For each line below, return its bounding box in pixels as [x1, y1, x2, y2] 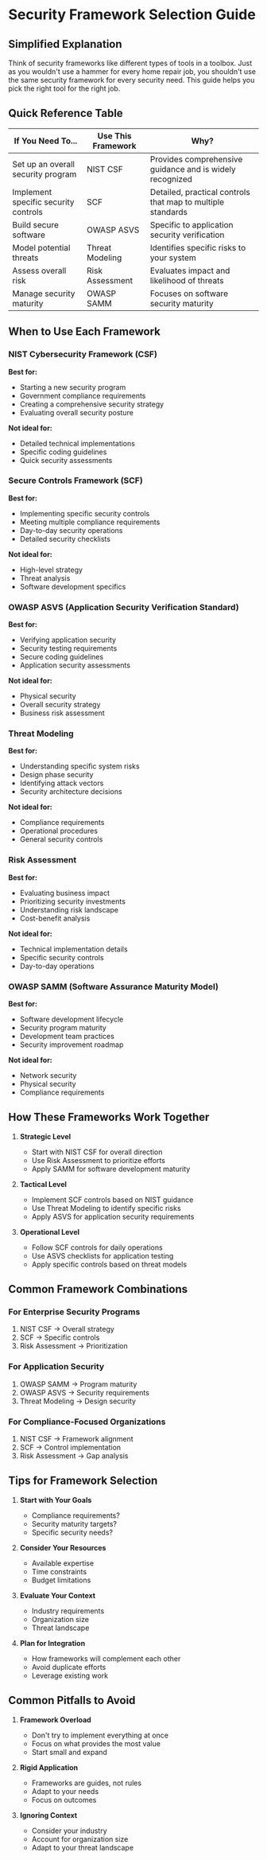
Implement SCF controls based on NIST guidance [31, 1195, 194, 1204]
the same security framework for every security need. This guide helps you [8, 76, 255, 84]
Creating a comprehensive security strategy [19, 399, 164, 409]
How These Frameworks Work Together [8, 1111, 210, 1124]
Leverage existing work [31, 1671, 109, 1680]
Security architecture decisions [19, 787, 122, 796]
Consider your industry [31, 1826, 107, 1835]
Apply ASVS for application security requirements [31, 1212, 195, 1221]
